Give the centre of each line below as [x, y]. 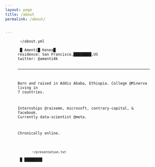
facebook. [28, 113]
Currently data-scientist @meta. [52, 117]
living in [28, 88]
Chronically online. [39, 133]
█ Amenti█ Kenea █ [38, 50]
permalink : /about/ [25, 19]
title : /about [20, 14]
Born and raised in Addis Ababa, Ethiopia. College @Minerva [82, 83]
